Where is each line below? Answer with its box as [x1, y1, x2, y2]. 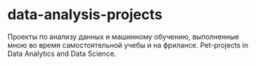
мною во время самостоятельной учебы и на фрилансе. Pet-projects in [7, 40, 249, 49]
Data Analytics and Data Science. [7, 49, 117, 58]
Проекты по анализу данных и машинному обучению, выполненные [7, 32, 239, 41]
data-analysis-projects [7, 6, 163, 24]
